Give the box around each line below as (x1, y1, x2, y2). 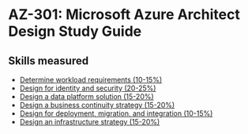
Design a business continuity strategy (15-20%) (19, 101, 175, 109)
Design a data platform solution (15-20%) (19, 92, 154, 101)
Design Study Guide (8, 22, 142, 40)
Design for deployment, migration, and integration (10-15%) (19, 109, 213, 118)
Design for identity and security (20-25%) (19, 83, 156, 93)
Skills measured (8, 54, 89, 67)
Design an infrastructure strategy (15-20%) (19, 117, 160, 126)
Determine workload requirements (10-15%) (19, 75, 163, 84)
